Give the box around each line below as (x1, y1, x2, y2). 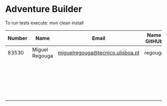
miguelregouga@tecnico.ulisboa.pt (58, 49, 140, 56)
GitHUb (145, 38, 163, 45)
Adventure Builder (5, 3, 83, 15)
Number (7, 35, 27, 42)
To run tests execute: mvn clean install (5, 20, 84, 26)
